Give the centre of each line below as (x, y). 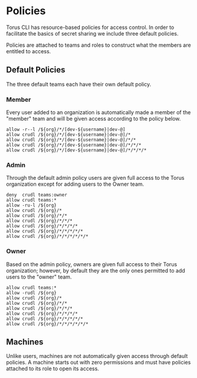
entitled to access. (29, 51)
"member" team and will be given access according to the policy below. (93, 119)
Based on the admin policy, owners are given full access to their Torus (92, 264)
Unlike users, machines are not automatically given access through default (97, 356)
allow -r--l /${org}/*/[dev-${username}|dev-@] (66, 130)
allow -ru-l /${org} (32, 205)
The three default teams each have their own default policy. (79, 84)
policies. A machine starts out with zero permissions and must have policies (98, 363)
